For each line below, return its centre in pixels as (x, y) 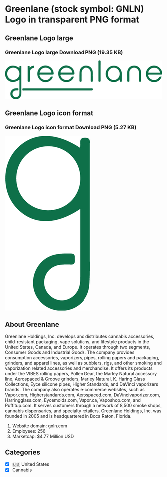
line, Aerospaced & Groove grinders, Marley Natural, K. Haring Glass (75, 379)
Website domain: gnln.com (40, 426)
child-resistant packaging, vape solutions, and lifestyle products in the (77, 342)
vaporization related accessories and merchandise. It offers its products (79, 368)
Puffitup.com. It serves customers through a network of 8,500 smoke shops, (83, 406)
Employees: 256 (29, 431)
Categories (23, 452)
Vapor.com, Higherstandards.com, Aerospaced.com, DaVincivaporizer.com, (83, 395)
